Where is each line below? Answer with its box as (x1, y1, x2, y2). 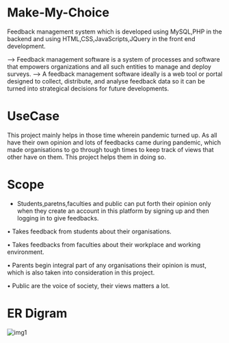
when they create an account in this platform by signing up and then (16, 207, 210, 215)
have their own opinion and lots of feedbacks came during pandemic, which (7, 138, 221, 147)
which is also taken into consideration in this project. (7, 268, 155, 277)
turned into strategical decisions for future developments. (7, 84, 170, 92)
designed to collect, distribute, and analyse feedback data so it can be (7, 77, 205, 85)
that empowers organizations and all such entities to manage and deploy (7, 62, 212, 71)
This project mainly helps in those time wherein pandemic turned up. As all (7, 131, 217, 139)
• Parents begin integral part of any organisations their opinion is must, (7, 261, 207, 269)
